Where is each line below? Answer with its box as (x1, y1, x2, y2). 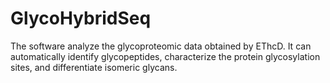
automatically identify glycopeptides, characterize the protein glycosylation (10, 50, 321, 62)
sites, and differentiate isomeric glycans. (10, 61, 178, 73)
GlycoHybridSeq (10, 7, 152, 30)
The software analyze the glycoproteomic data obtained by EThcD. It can (10, 40, 312, 52)
